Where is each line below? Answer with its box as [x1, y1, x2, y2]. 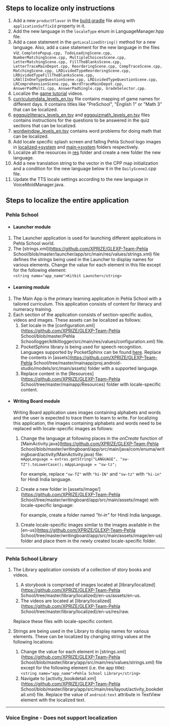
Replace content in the [20, 371, 68, 377]
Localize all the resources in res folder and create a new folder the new [13, 149, 161, 155]
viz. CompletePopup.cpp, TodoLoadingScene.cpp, [13, 49, 112, 56]
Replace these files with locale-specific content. [13, 618, 114, 625]
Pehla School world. [13, 240, 55, 246]
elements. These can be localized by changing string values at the [13, 634, 151, 640]
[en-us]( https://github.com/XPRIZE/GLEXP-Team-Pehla [20, 527, 136, 533]
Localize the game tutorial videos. [13, 90, 84, 96]
